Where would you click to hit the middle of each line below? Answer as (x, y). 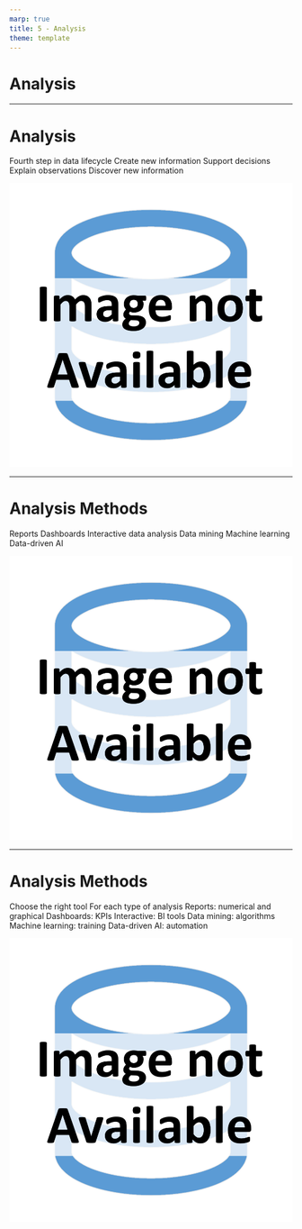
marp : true (30, 19)
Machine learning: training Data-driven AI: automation (109, 926)
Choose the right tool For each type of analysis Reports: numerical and (140, 906)
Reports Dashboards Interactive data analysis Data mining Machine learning (150, 534)
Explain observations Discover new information (97, 170)
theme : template (40, 38)
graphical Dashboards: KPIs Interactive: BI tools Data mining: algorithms (142, 916)
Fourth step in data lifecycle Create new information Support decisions (140, 161)
